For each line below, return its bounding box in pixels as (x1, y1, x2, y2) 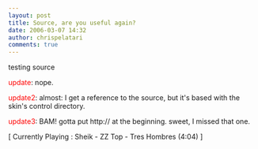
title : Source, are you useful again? (8, 19, 136, 27)
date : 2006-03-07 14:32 (8, 26, 87, 34)
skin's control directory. (8, 102, 85, 111)
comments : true (8, 41, 59, 49)
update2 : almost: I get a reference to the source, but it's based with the (8, 93, 240, 102)
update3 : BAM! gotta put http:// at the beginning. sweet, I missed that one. (8, 117, 251, 126)
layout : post (8, 11, 51, 20)
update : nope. (8, 78, 54, 88)
